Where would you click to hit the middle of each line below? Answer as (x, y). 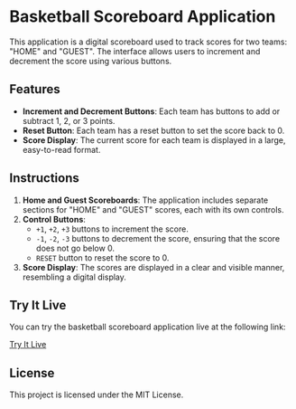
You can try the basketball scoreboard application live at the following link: (148, 327)
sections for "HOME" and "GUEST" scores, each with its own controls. (153, 209)
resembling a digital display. (74, 277)
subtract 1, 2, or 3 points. (69, 120)
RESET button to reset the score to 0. (102, 257)
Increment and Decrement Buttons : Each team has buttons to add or (151, 111)
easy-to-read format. (61, 149)
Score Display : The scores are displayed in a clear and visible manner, (153, 267)
